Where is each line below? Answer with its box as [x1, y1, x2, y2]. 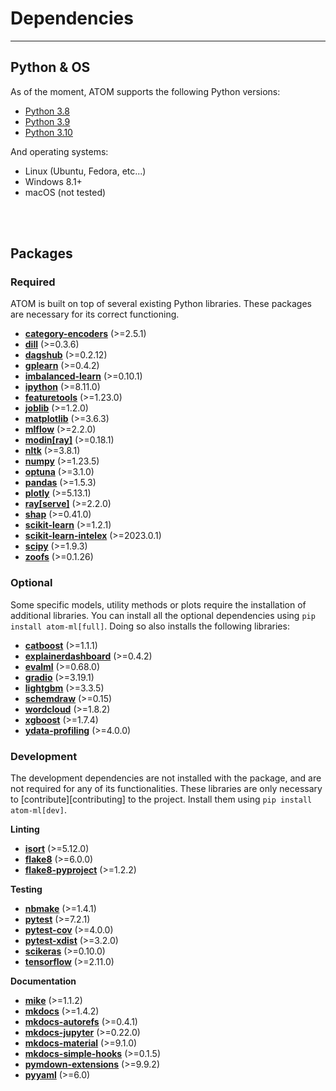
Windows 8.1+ [24, 175, 83, 187]
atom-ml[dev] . [10, 804, 67, 816]
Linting [10, 823, 40, 836]
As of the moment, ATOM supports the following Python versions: [10, 85, 281, 97]
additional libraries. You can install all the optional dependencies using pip [10, 609, 316, 621]
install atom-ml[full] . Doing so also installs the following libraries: [10, 620, 290, 632]
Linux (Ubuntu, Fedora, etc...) [24, 165, 147, 177]
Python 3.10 [24, 126, 73, 138]
